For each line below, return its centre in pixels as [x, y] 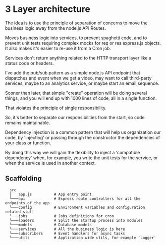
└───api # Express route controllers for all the [75, 199]
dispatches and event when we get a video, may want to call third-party [79, 78]
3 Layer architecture [48, 9]
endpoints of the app [28, 203]
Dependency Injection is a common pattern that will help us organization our [83, 132]
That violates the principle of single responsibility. [56, 108]
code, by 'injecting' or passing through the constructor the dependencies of [83, 137]
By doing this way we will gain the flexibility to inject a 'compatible [73, 152]
